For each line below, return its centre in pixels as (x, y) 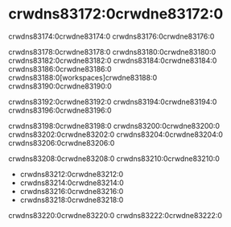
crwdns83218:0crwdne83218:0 (72, 200)
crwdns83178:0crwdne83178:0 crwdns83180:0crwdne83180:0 (112, 52)
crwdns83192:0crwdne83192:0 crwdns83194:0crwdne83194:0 (113, 101)
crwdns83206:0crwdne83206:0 (62, 142)
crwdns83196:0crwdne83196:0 (60, 110)
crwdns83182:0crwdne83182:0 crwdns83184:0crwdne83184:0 (113, 60)
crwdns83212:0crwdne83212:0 (72, 174)
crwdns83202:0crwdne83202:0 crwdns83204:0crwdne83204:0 (116, 134)
